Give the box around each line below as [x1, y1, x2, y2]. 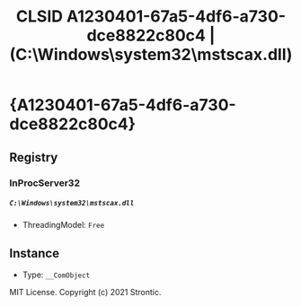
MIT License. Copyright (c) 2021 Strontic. [9, 287, 162, 298]
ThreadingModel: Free [22, 220, 105, 231]
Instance [9, 245, 60, 261]
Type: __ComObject [22, 269, 91, 280]
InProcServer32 [9, 177, 81, 189]
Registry [9, 150, 58, 165]
